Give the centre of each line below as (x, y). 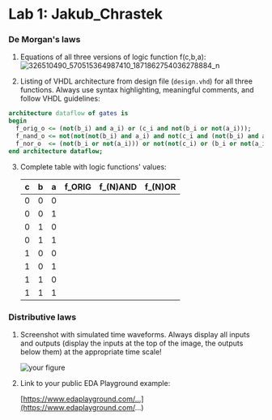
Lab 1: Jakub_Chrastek (86, 14)
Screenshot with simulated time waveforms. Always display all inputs (135, 335)
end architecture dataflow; (56, 151)
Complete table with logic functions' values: (93, 166)
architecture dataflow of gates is (68, 114)
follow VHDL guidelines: (60, 99)
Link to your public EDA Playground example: (95, 384)
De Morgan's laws (45, 40)
